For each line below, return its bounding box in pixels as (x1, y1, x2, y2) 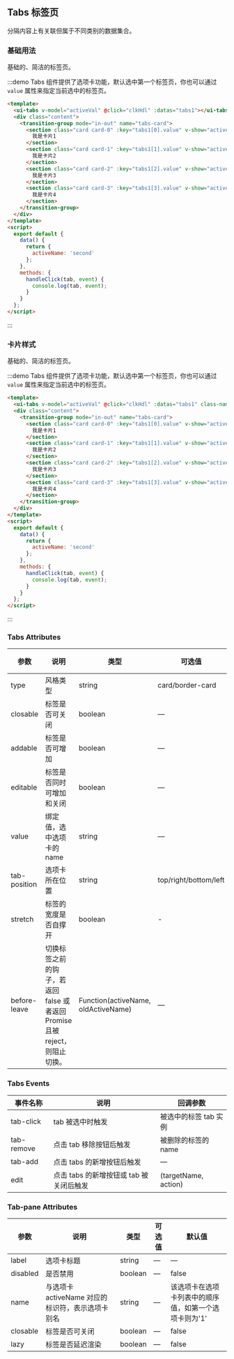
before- (10, 996, 37, 1005)
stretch (10, 915, 34, 924)
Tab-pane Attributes (7, 1202, 78, 1212)
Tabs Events (7, 1079, 50, 1089)
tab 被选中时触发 (53, 1117, 108, 1126)
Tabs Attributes (7, 632, 61, 642)
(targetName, (159, 1170, 204, 1180)
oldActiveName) (79, 1005, 132, 1015)
